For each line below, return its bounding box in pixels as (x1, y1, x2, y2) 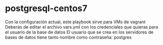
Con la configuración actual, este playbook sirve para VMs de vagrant (5, 19, 145, 25)
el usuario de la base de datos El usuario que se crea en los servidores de (5, 29, 154, 35)
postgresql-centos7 (5, 3, 88, 14)
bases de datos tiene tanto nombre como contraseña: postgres (5, 34, 132, 40)
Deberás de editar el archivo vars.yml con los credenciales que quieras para (5, 24, 159, 30)
